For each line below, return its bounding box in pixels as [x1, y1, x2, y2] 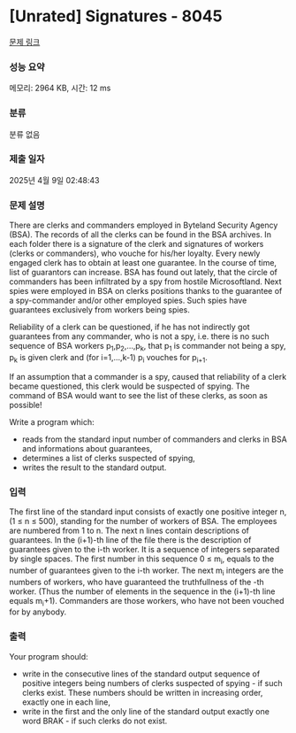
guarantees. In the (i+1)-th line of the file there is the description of [9, 535, 252, 545]
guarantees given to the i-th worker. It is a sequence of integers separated [9, 544, 280, 555]
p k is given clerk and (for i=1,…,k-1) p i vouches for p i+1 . [9, 351, 208, 365]
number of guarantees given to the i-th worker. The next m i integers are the [9, 565, 285, 577]
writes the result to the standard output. [21, 462, 167, 473]
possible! [9, 399, 42, 410]
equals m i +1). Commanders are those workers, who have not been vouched [9, 595, 285, 608]
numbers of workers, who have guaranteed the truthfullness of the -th [9, 576, 265, 587]
